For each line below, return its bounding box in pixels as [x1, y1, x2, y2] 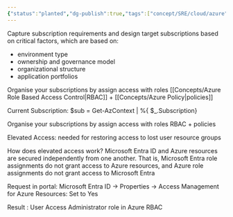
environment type [17, 50, 68, 58]
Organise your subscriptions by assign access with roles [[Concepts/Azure [7, 85, 221, 94]
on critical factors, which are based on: [7, 36, 119, 45]
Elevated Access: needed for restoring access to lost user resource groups [7, 133, 222, 141]
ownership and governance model [17, 57, 116, 66]
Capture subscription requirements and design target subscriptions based [7, 29, 218, 37]
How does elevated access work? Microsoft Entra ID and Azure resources [7, 146, 218, 155]
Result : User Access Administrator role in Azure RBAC [7, 202, 163, 211]
